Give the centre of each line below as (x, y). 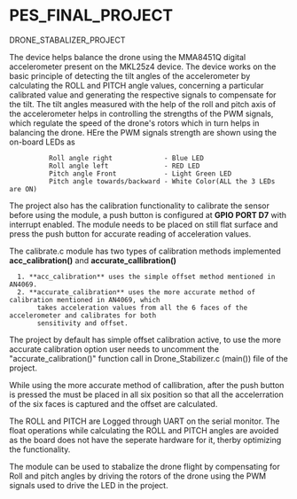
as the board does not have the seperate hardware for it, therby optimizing (145, 440)
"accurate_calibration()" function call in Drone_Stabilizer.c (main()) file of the (148, 358)
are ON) (23, 189)
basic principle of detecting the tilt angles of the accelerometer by (130, 75)
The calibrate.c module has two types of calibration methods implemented (145, 251)
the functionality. (40, 449)
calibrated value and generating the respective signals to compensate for (143, 95)
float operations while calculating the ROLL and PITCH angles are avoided (144, 430)
